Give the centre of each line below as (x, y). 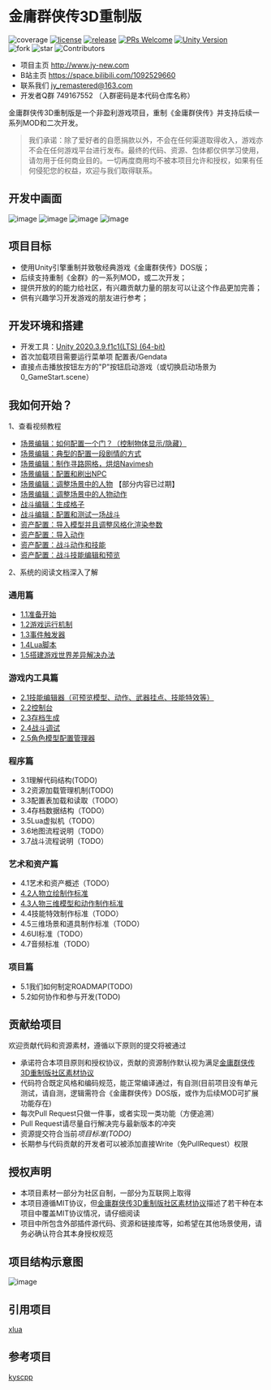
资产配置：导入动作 (52, 535)
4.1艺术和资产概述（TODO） (67, 883)
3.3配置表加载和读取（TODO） (71, 801)
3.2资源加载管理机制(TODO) (67, 790)
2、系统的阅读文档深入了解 (54, 572)
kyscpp (21, 1377)
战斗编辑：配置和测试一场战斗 (70, 514)
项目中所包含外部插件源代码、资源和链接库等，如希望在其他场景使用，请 (141, 1224)
